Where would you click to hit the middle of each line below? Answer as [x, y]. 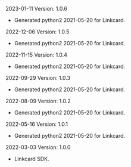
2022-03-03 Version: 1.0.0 [38, 147]
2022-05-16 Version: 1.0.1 [37, 124]
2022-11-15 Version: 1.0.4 [37, 55]
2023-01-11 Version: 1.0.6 [37, 9]
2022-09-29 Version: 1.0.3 [38, 78]
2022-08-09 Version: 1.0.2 [38, 101]
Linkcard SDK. [32, 159]
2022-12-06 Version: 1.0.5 [38, 32]
